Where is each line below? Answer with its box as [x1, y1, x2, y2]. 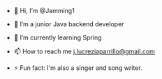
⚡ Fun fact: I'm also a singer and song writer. [13, 64, 142, 72]
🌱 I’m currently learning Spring [13, 33, 103, 42]
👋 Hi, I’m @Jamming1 [13, 7, 75, 15]
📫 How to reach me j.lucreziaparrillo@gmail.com [13, 47, 156, 55]
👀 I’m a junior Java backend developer [13, 20, 124, 28]
